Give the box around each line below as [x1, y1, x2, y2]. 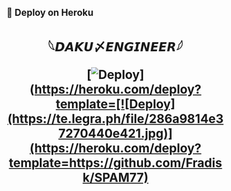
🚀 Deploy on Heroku [6, 7, 94, 19]
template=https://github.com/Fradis [8, 155, 223, 170]
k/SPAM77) [82, 170, 149, 185]
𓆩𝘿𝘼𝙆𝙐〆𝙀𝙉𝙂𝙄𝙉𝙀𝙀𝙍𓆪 [48, 39, 183, 55]
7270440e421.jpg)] [57, 125, 174, 141]
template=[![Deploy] [55, 96, 176, 111]
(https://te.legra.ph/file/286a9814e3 [7, 111, 224, 127]
